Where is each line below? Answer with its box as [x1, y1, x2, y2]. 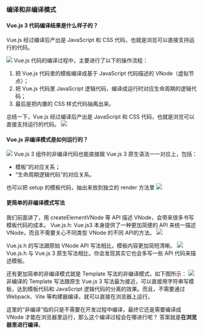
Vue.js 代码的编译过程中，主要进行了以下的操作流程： [13, 57, 148, 64]
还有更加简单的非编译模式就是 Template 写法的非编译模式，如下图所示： [6, 270, 187, 277]
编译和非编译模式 [6, 5, 57, 13]
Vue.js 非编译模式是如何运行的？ [6, 136, 89, 143]
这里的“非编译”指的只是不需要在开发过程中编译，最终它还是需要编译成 [6, 305, 182, 313]
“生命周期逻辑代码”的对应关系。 [15, 171, 95, 178]
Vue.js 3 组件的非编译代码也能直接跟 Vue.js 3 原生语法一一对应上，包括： [13, 150, 198, 158]
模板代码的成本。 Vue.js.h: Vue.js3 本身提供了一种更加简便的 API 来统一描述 [6, 221, 196, 229]
